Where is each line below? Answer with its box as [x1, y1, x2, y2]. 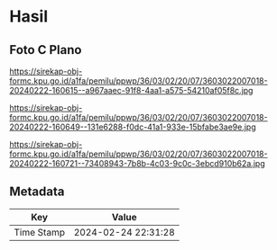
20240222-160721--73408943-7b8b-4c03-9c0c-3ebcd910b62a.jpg [9, 158, 265, 168]
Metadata [9, 184, 65, 200]
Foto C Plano [9, 42, 82, 58]
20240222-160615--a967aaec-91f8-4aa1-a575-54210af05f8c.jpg [9, 85, 254, 95]
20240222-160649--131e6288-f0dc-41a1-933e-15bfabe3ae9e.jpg [9, 121, 257, 132]
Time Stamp [14, 226, 66, 238]
